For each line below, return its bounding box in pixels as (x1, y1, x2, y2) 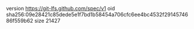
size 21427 (34, 17, 60, 24)
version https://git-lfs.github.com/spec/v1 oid (6, 5, 115, 12)
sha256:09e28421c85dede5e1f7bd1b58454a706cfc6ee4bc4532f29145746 (6, 11, 189, 18)
